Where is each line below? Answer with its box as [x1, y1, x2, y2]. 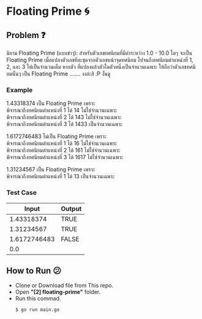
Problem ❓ [6, 30, 46, 41]
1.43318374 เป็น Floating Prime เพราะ [6, 100, 95, 107]
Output [61, 204, 82, 213]
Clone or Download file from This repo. [15, 282, 114, 289]
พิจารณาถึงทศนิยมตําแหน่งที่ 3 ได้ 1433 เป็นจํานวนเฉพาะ [6, 120, 123, 128]
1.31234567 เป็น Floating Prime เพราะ [6, 166, 95, 173]
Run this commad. [15, 295, 61, 302]
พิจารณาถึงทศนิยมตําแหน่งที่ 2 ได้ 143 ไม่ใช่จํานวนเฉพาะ [6, 114, 122, 121]
